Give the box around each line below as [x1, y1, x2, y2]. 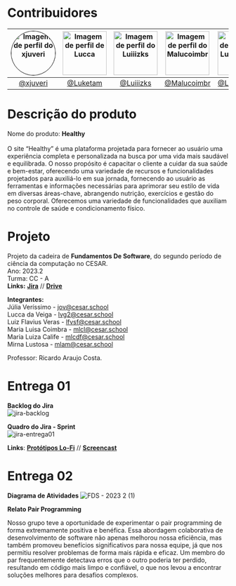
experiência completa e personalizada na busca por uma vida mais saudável [7, 152, 228, 160]
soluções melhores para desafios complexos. [7, 571, 138, 579]
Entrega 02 [7, 468, 74, 484]
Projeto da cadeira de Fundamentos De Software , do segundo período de [7, 251, 222, 260]
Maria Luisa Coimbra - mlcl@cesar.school [7, 325, 129, 333]
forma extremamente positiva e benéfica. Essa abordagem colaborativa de [7, 526, 223, 534]
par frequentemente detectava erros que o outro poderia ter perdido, [7, 556, 207, 564]
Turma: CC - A [7, 274, 49, 282]
